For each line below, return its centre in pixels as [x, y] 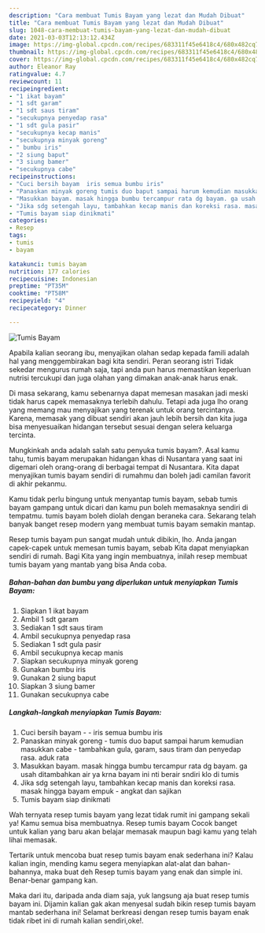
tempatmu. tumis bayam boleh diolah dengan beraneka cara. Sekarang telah [132, 515]
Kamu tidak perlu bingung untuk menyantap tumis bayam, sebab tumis [123, 499]
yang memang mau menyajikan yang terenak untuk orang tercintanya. [122, 410]
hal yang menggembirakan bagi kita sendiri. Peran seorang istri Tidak [121, 361]
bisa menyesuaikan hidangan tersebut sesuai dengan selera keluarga [121, 426]
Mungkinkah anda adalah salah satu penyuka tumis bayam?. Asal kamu [124, 450]
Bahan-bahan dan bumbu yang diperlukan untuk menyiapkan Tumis [123, 582]
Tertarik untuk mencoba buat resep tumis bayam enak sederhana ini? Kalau [131, 855]
